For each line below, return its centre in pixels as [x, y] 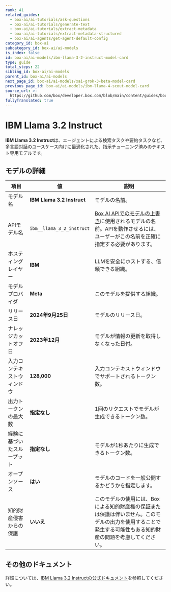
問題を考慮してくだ [127, 537]
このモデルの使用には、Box [127, 499]
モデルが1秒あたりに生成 [124, 445]
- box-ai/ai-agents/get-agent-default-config [59, 39]
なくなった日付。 [115, 344]
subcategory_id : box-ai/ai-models [42, 48]
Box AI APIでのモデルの [122, 214]
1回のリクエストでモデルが [127, 409]
